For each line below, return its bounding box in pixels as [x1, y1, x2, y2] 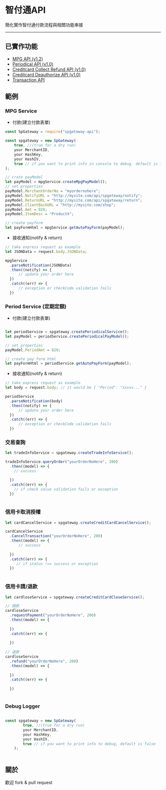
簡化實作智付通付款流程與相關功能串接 [5, 22, 83, 28]
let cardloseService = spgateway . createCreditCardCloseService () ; [5, 594, 145, 599]
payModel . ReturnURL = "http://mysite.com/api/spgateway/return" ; [5, 197, 142, 203]
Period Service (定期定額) [5, 303, 67, 310]
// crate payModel [5, 175, 43, 180]
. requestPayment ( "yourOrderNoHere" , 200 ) [9, 613, 96, 618]
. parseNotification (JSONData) [9, 263, 72, 268]
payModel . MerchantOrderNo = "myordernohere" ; [5, 189, 100, 194]
